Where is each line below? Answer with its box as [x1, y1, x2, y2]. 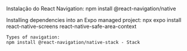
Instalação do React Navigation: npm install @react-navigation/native [6, 5, 176, 12]
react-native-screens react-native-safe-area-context [6, 23, 137, 30]
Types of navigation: [6, 34, 60, 40]
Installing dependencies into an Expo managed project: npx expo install [6, 17, 182, 23]
